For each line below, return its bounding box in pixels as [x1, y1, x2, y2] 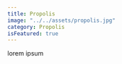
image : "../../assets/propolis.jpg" [7, 17, 116, 24]
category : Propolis [7, 23, 65, 30]
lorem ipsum [7, 49, 44, 58]
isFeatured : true [7, 30, 59, 37]
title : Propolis [7, 10, 55, 18]
